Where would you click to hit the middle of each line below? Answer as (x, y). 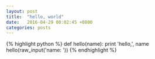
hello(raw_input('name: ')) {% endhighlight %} (61, 50)
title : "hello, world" (35, 17)
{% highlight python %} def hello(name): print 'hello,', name (77, 44)
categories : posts (28, 27)
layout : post (22, 11)
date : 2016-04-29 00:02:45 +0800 (49, 22)
